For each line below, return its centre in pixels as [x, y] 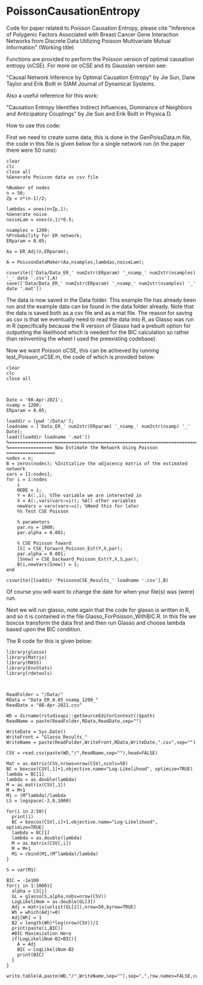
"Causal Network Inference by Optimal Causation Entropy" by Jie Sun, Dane [101, 77]
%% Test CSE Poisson [43, 511]
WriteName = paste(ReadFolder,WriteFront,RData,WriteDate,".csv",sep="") [101, 742]
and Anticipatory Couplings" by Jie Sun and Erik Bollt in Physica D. [89, 113]
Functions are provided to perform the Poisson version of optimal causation [100, 59]
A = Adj [27, 944]
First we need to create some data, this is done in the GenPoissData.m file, [99, 137]
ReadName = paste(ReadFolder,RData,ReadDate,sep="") [74, 721]
